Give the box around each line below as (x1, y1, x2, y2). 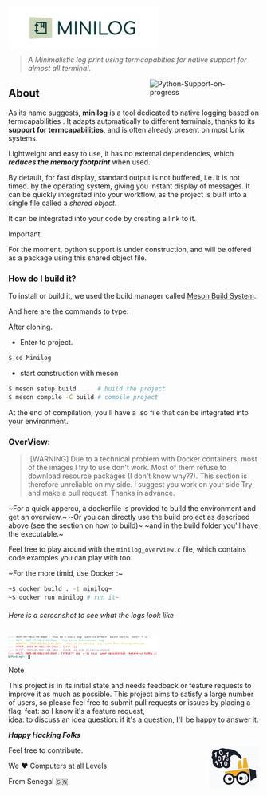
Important (8, 229, 41, 239)
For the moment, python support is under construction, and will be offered (8, 244, 252, 254)
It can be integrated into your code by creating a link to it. (8, 213, 197, 223)
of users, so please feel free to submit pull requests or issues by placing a (8, 698, 251, 707)
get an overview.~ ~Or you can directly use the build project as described (8, 513, 250, 522)
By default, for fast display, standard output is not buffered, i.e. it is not (8, 172, 241, 182)
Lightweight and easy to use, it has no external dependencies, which (8, 149, 234, 158)
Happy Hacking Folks (8, 731, 81, 740)
